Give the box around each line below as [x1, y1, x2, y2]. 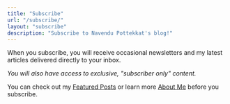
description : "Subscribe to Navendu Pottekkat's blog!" [7, 29, 173, 37]
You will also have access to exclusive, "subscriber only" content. [7, 69, 197, 78]
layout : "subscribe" [7, 23, 68, 30]
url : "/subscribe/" [7, 17, 64, 24]
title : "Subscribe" [7, 10, 64, 17]
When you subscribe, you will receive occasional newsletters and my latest [7, 49, 223, 57]
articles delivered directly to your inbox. [7, 56, 121, 64]
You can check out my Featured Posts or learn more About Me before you [7, 83, 220, 91]
